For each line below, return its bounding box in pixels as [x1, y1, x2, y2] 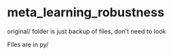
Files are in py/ [7, 40, 49, 48]
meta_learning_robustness [7, 5, 165, 20]
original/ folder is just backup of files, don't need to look [7, 27, 167, 35]
